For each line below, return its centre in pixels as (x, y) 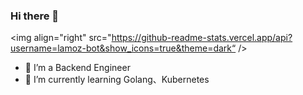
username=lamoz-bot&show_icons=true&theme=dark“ (123, 48)
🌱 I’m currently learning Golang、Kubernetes (117, 80)
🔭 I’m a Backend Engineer (77, 68)
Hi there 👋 (35, 16)
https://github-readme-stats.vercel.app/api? (202, 38)
